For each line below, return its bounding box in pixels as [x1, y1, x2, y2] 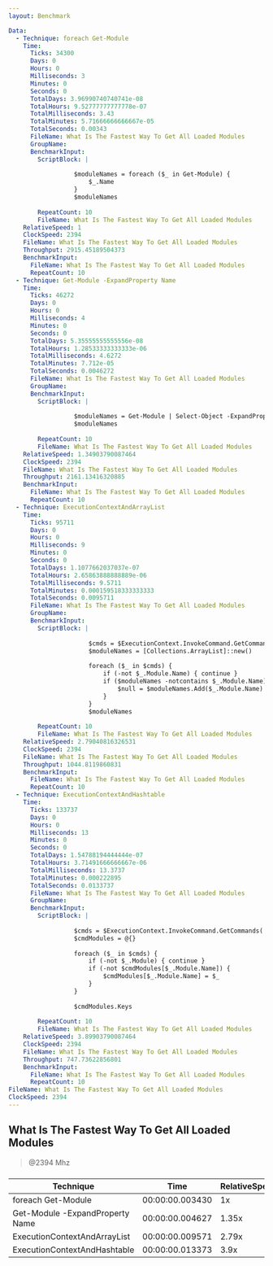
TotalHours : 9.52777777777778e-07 [29, 103, 148, 111]
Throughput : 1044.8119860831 [23, 760, 122, 769]
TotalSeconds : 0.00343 [29, 125, 107, 133]
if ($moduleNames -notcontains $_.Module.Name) [102, 677, 267, 685]
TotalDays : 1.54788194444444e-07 [29, 851, 144, 859]
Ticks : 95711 [29, 518, 75, 526]
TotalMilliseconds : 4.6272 [29, 351, 122, 360]
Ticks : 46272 [29, 291, 75, 299]
